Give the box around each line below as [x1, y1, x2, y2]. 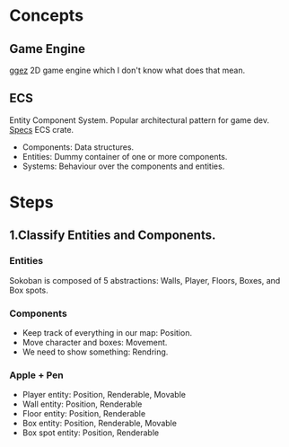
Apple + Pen [9, 369, 65, 381]
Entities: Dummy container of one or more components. [22, 151, 228, 162]
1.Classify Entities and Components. [9, 228, 216, 243]
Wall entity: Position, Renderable [22, 399, 143, 409]
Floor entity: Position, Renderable [22, 408, 146, 419]
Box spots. [9, 285, 49, 295]
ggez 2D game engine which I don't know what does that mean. [9, 65, 246, 75]
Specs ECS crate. [9, 124, 74, 135]
